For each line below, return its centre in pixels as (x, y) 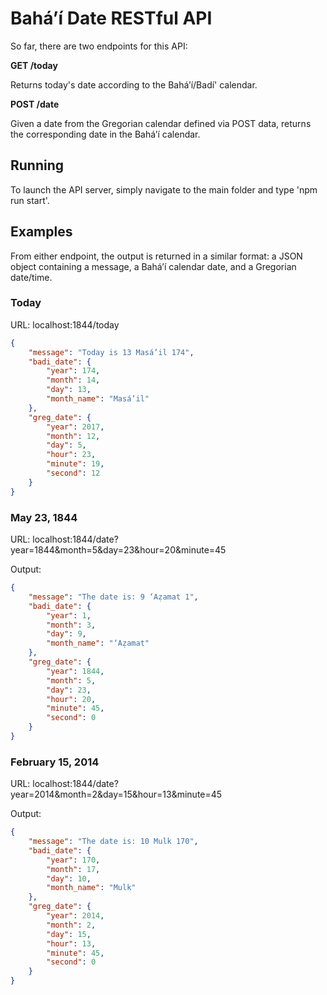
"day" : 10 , (69, 878)
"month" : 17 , (73, 869)
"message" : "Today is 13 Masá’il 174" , (111, 352)
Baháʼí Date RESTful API (111, 18)
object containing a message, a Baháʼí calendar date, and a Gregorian (153, 266)
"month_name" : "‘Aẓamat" (98, 643)
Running (37, 165)
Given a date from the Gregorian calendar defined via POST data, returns (161, 123)
